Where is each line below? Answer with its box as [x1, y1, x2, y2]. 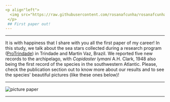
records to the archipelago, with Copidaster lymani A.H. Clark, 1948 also [5, 56, 156, 62]
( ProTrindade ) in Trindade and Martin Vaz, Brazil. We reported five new [5, 51, 153, 57]
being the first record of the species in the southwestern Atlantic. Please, [5, 61, 158, 67]
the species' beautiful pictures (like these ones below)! [5, 72, 120, 78]
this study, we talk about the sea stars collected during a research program [5, 45, 162, 51]
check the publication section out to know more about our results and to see [5, 66, 164, 73]
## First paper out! [7, 21, 51, 27]
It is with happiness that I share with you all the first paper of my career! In [5, 40, 160, 46]
